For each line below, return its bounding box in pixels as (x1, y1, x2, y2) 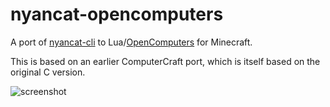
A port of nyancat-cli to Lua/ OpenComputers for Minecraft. (10, 36, 253, 48)
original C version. (10, 66, 86, 78)
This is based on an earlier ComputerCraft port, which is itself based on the (10, 55, 321, 67)
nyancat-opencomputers (10, 3, 224, 26)
